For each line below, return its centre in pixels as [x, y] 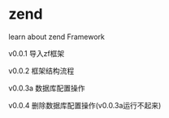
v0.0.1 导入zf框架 [37, 53]
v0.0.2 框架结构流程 [41, 71]
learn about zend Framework [57, 37]
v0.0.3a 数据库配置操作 [47, 88]
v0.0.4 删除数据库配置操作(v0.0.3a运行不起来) [85, 105]
